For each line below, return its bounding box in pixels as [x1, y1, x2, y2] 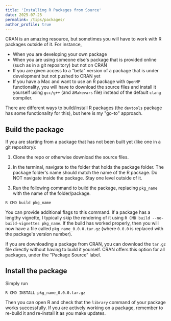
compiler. [12, 95, 33, 101]
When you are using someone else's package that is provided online [12, 57, 157, 63]
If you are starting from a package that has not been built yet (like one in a [5, 139, 161, 145]
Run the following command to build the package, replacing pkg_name [12, 185, 158, 191]
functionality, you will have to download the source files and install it [12, 84, 157, 90]
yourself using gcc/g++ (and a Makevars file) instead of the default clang [12, 89, 161, 95]
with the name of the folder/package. [12, 190, 91, 196]
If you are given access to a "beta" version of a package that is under [12, 68, 159, 74]
